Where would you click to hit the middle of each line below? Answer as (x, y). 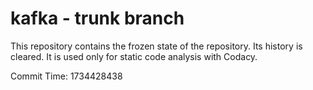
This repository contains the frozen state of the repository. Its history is (156, 46)
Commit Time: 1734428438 (66, 76)
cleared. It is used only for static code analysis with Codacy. (134, 56)
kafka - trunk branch (97, 18)
